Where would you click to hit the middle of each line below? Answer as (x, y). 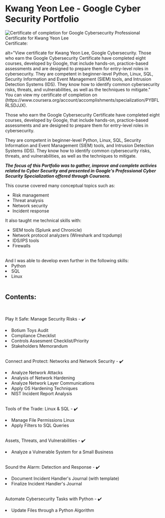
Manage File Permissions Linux (43, 420)
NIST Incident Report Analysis (42, 394)
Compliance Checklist (34, 335)
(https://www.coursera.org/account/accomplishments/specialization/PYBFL (82, 100)
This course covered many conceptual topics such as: (60, 185)
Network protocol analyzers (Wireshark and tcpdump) (67, 235)
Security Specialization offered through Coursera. (58, 176)
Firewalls (21, 245)
